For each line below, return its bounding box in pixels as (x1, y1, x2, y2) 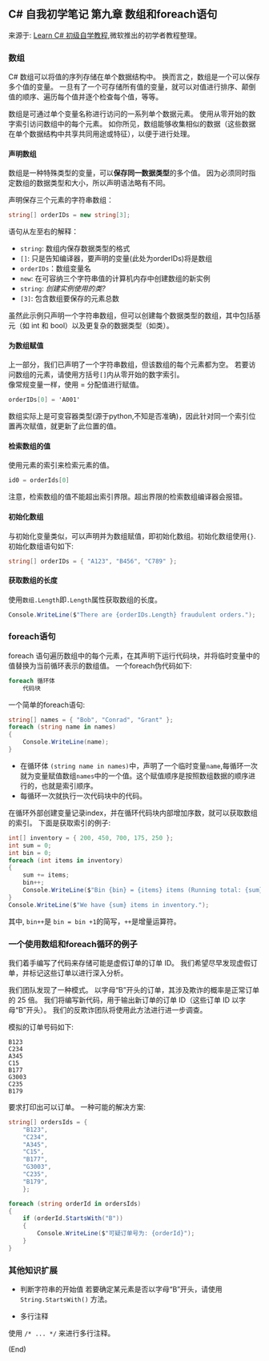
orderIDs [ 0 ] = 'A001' (8, 395, 81, 404)
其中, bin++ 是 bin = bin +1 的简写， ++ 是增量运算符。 (8, 916, 181, 926)
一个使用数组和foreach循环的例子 (8, 938, 138, 949)
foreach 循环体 (8, 676, 55, 685)
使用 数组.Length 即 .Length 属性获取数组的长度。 (8, 595, 163, 604)
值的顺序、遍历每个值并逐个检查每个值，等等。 (8, 92, 163, 102)
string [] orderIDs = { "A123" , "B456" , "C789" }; (8, 557, 178, 565)
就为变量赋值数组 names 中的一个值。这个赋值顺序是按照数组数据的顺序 (19, 771, 249, 781)
